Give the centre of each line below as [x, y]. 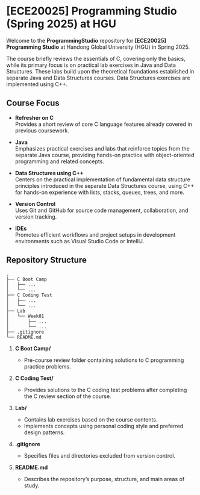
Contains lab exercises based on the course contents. [91, 419]
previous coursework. [42, 130]
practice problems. [47, 366]
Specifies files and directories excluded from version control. [100, 455]
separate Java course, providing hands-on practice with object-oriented [105, 155]
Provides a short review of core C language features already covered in [104, 124]
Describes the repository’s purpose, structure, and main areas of [104, 479]
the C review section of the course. [67, 396]
